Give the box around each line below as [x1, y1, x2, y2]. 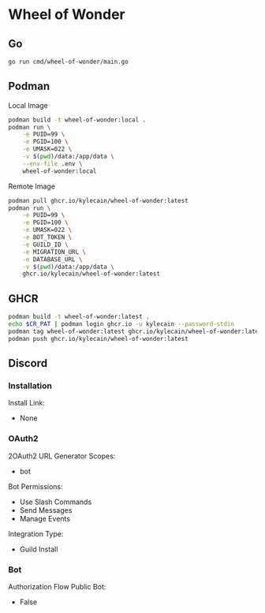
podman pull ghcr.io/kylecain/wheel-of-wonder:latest [8, 196, 189, 204]
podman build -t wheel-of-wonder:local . [8, 116, 147, 124]
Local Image [8, 100, 49, 110]
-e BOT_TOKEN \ [22, 234, 73, 241]
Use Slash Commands [19, 497, 92, 506]
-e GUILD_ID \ [22, 241, 69, 249]
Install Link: [8, 398, 45, 408]
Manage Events [19, 514, 71, 523]
